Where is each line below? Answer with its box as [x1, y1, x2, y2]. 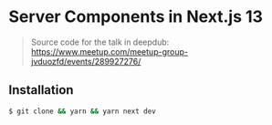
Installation [8, 82, 74, 98]
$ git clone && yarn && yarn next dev [8, 107, 156, 116]
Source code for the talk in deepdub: [30, 36, 170, 47]
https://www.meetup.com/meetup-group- [30, 46, 189, 57]
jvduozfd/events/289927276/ [30, 56, 141, 67]
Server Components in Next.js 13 [8, 6, 264, 27]
